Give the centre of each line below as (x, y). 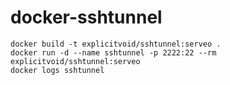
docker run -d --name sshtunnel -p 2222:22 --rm (113, 52)
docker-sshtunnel (86, 17)
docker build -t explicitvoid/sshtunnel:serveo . (116, 44)
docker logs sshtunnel (57, 70)
